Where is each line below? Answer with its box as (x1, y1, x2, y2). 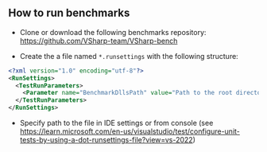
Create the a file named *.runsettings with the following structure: (19, 51, 238, 60)
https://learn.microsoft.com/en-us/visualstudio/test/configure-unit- (19, 127, 241, 136)
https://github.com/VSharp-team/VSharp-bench (19, 36, 178, 45)
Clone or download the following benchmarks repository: (19, 27, 207, 37)
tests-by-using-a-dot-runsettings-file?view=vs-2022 (19, 135, 193, 145)
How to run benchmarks (8, 6, 130, 20)
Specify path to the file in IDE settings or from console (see (19, 119, 214, 128)
